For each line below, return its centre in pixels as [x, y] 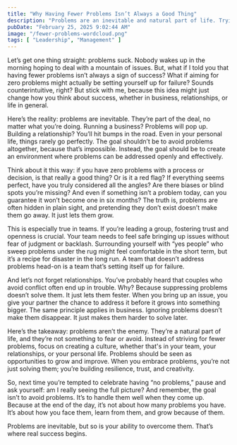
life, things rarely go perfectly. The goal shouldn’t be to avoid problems [110, 141]
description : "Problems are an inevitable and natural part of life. [112, 20]
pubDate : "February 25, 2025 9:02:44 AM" [69, 27]
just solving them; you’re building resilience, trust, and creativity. [101, 369]
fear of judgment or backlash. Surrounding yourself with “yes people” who [115, 244]
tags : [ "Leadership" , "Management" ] [64, 40]
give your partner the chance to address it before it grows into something [114, 303]
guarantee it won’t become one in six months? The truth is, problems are [113, 200]
